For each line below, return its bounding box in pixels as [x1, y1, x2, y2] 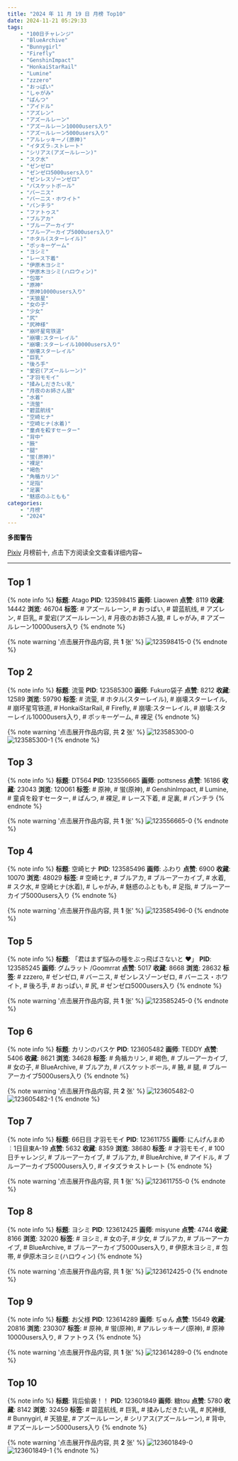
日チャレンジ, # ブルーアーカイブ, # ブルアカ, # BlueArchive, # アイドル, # [7, 1152, 222, 1161]
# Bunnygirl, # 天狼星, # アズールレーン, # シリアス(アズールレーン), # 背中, [7, 1414, 226, 1423]
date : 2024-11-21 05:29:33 [7, 17, 87, 24]
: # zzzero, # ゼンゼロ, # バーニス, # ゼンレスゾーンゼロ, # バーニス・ [13, 973, 216, 981]
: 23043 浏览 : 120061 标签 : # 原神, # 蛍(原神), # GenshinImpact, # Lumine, [13, 785, 229, 793]
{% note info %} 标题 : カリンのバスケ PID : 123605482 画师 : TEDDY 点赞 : [7, 1045, 218, 1053]
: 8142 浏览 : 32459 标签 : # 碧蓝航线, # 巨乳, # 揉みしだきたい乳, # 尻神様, [13, 1406, 227, 1414]
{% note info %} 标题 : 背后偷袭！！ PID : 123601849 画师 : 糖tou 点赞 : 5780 [7, 1396, 223, 1405]
